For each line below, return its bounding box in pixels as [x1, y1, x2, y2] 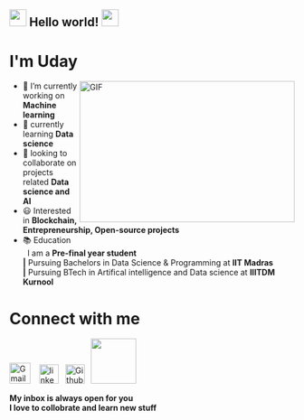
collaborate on [22, 157, 77, 168]
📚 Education [22, 235, 71, 246]
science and [22, 186, 71, 197]
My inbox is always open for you [9, 393, 134, 404]
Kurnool [22, 276, 54, 287]
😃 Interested [22, 205, 71, 217]
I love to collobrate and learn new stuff [9, 403, 157, 414]
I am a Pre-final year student [26, 247, 138, 258]
